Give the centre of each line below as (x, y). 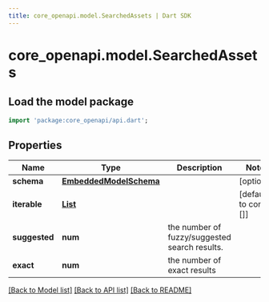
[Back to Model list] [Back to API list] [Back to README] (100, 290)
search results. (196, 248)
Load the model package (71, 102)
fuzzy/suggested (200, 237)
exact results (192, 271)
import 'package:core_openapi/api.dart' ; (78, 120)
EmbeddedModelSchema (110, 181)
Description (199, 167)
